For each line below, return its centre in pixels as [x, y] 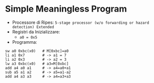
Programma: [25, 42]
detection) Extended [33, 27]
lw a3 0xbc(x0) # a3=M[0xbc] [37, 64]
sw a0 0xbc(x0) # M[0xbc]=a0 [37, 51]
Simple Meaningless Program [66, 9]
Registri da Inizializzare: [36, 32]
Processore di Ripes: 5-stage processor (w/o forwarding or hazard [80, 22]
